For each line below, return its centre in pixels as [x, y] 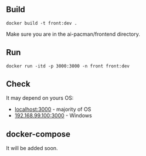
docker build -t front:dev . [42, 23]
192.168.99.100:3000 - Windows [53, 116]
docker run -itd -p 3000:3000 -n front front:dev [68, 66]
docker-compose [38, 134]
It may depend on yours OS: [40, 98]
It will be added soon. [32, 148]
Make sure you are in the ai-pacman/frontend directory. [73, 34]
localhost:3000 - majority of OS [53, 109]
